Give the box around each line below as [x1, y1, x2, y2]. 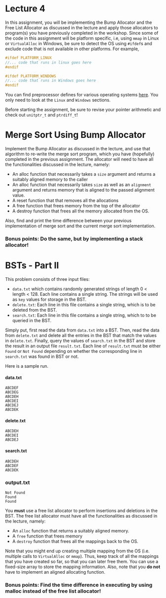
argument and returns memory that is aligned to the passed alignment [12, 187, 155, 193]
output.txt [5, 479, 30, 486]
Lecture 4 [5, 3, 45, 14]
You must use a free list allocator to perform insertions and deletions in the [5, 507, 158, 514]
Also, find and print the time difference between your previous [5, 218, 132, 224]
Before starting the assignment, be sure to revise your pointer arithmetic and [5, 107, 161, 113]
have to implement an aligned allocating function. [5, 569, 105, 575]
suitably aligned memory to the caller [12, 177, 88, 183]
